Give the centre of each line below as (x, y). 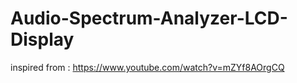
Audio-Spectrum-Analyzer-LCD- (149, 18)
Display (42, 39)
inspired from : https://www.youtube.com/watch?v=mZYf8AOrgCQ (147, 67)
